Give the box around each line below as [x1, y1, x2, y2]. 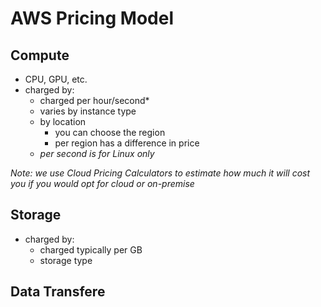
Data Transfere [10, 283, 106, 301]
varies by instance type [39, 105, 137, 117]
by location [39, 116, 87, 127]
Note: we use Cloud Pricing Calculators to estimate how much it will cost [10, 167, 311, 179]
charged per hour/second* [39, 95, 150, 106]
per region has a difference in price [54, 137, 200, 149]
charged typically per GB [39, 243, 143, 256]
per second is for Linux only [39, 148, 155, 159]
